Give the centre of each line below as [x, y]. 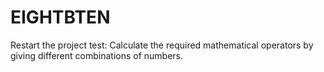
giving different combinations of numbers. [97, 55]
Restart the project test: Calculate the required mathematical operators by [162, 45]
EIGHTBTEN [60, 17]
